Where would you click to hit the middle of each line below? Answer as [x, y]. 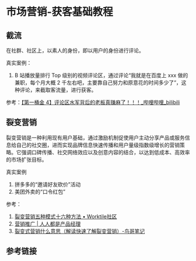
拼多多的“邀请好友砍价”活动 [48, 184]
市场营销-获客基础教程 [60, 12]
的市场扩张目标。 [27, 159]
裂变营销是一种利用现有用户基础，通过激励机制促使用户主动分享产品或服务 [95, 137]
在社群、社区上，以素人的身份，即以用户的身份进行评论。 [75, 51]
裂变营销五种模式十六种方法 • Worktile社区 [66, 216]
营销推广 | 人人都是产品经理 [48, 224]
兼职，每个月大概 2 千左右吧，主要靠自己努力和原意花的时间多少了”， [98, 83]
